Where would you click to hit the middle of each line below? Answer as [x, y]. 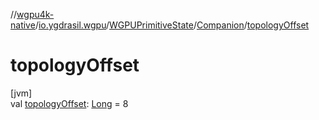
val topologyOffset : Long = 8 [69, 103]
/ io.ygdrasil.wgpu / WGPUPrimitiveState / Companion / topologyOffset [172, 25]
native [23, 25]
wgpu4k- [35, 14]
